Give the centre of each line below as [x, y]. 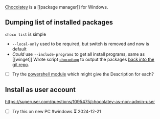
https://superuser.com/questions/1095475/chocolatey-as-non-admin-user [80, 101]
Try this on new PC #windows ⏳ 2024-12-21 [57, 111]
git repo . [21, 64]
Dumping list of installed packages [59, 22]
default [19, 49]
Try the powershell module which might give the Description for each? [83, 74]
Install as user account [40, 90]
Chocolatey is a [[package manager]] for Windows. [57, 7]
